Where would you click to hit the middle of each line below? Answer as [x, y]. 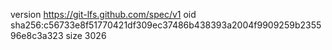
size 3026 [86, 35]
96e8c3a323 [37, 35]
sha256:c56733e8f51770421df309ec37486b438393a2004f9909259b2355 [166, 25]
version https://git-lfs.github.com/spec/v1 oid [103, 14]
